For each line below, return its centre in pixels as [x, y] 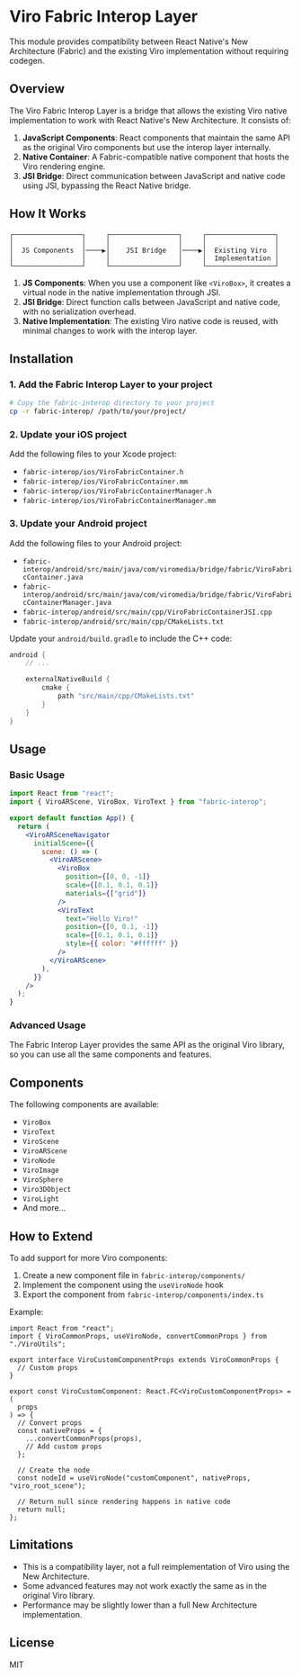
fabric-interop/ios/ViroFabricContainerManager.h [117, 491]
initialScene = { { [63, 843]
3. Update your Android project [78, 524]
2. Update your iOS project [68, 434]
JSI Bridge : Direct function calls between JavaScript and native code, [151, 302]
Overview [37, 89]
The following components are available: [84, 1104]
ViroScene [41, 1142]
